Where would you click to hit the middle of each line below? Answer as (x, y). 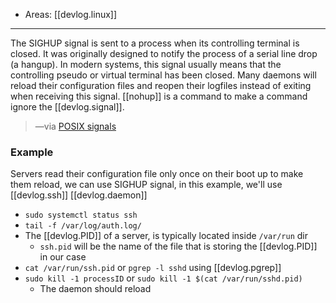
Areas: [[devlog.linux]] (71, 14)
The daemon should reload (95, 289)
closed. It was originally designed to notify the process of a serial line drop (164, 53)
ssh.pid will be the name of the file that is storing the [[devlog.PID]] (178, 246)
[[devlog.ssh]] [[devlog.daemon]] (79, 195)
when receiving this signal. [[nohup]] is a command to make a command (159, 96)
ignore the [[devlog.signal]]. (67, 107)
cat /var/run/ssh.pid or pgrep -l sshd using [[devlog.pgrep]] (153, 268)
